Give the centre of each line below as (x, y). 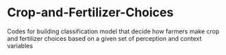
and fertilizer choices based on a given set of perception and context (104, 38)
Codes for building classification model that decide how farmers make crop (113, 31)
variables (20, 45)
